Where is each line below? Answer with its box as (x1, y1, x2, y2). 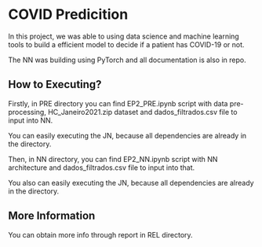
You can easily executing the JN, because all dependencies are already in (8, 131, 247, 140)
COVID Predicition (8, 6, 129, 24)
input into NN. (8, 116, 53, 125)
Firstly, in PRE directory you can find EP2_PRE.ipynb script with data (8, 98, 228, 108)
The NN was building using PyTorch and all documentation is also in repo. (8, 55, 247, 65)
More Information (8, 209, 96, 223)
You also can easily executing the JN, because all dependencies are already (8, 178, 254, 187)
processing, (8, 107, 47, 116)
